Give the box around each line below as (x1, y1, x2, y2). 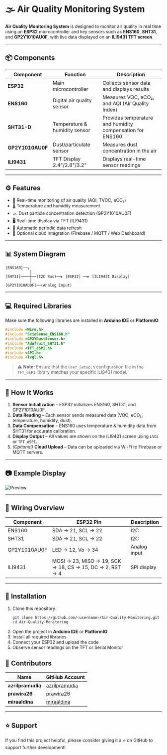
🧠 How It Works (5, 388, 54, 397)
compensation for (102, 127, 144, 134)
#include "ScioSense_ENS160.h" (5, 332, 70, 337)
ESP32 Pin (76, 518, 102, 525)
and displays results (102, 85, 150, 92)
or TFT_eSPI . (12, 439, 37, 445)
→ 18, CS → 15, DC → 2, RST (52, 564, 121, 571)
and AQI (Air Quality (102, 100, 149, 107)
